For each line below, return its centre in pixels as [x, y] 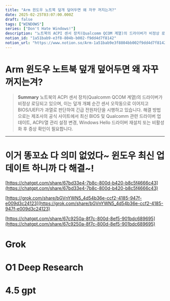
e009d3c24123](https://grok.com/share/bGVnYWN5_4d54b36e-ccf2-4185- [84, 203]
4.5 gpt [21, 291]
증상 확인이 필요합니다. [51, 128]
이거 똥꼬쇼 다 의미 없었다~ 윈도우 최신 [80, 156]
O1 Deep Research [44, 267]
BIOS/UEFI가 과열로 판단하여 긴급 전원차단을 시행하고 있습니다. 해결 [84, 110]
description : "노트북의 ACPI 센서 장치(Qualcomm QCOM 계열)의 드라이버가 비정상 [82, 33]
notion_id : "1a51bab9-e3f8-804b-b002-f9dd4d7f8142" [61, 38]
